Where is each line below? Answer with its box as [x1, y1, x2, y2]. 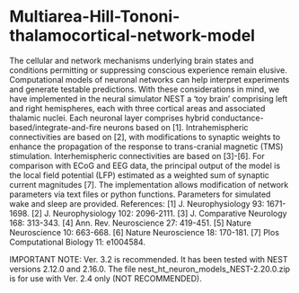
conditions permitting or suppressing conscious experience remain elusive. [9, 65, 287, 75]
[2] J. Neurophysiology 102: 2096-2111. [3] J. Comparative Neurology [31, 208, 287, 218]
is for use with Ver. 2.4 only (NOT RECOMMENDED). [9, 272, 202, 284]
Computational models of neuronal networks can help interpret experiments [9, 74, 290, 84]
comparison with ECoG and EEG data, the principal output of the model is [9, 160, 281, 171]
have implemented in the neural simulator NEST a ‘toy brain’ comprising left [9, 93, 288, 104]
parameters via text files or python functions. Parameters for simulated [9, 189, 271, 200]
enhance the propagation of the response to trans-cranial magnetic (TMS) [9, 141, 284, 152]
